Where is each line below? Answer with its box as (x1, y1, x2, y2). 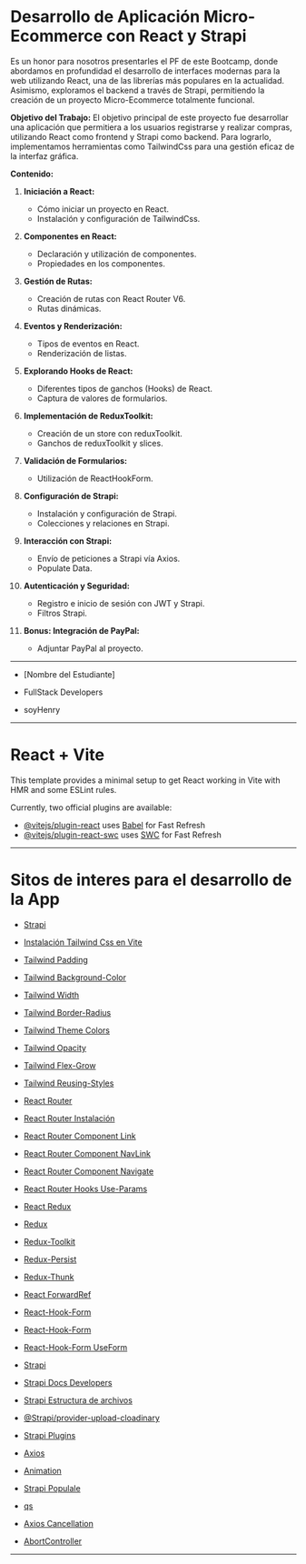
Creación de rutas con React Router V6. (36, 293, 186, 304)
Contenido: (10, 168, 54, 179)
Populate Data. (36, 562, 94, 574)
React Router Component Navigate (23, 1166, 154, 1177)
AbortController (23, 1535, 83, 1547)
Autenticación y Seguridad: (23, 580, 130, 591)
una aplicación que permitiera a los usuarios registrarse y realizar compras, (10, 121, 293, 133)
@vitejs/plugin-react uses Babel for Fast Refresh (23, 819, 206, 830)
